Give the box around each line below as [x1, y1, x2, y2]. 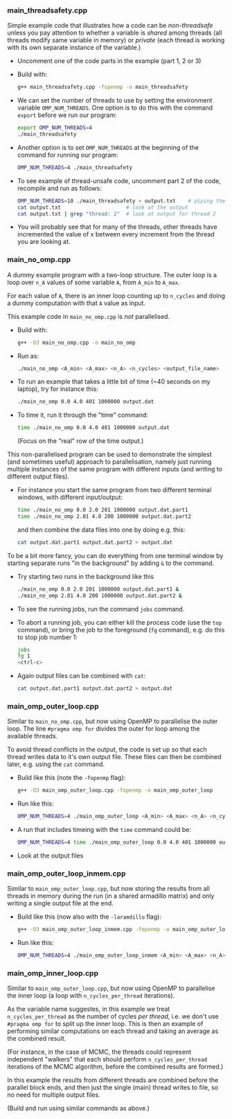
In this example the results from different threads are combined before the [7, 1076, 219, 1084]
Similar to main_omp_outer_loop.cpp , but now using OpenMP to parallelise [7, 984, 215, 993]
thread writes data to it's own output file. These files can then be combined [7, 753, 222, 761]
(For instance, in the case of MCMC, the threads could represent [7, 1048, 192, 1056]
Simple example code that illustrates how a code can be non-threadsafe [7, 21, 213, 30]
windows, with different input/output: [17, 493, 123, 501]
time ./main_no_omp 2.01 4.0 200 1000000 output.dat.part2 [17, 513, 192, 520]
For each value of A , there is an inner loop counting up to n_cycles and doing [7, 291, 226, 300]
